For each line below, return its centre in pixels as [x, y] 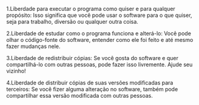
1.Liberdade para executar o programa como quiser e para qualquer [91, 9]
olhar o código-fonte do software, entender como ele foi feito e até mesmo [100, 40]
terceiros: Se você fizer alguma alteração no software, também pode [92, 89]
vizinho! [16, 71]
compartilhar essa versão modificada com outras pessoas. [79, 96]
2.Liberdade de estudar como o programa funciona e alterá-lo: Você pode [99, 33]
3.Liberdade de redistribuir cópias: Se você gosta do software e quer [93, 58]
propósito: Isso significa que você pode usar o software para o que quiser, [99, 15]
